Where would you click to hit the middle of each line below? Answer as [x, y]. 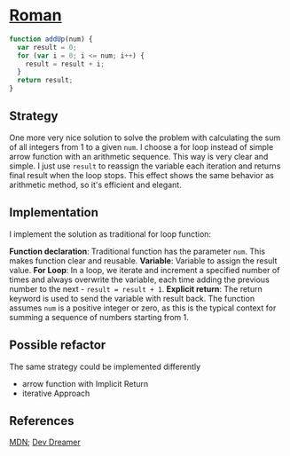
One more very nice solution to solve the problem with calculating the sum [145, 138]
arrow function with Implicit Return [85, 383]
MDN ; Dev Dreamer [45, 442]
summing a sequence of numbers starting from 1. [99, 317]
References [42, 421]
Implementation [54, 212]
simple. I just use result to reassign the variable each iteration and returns [145, 166]
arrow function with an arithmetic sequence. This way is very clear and [139, 156]
